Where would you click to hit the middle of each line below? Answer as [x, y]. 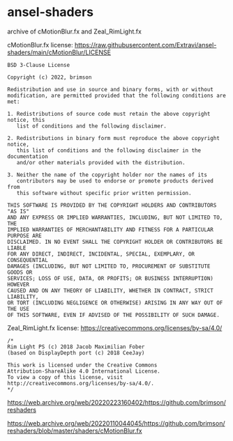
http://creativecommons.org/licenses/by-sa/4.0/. [81, 383]
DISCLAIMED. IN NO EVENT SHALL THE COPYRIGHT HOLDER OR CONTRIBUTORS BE [115, 242]
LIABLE [17, 248]
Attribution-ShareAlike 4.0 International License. [84, 371]
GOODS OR [20, 272]
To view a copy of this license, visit [65, 377]
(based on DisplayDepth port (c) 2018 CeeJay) [76, 353]
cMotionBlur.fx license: [40, 45]
